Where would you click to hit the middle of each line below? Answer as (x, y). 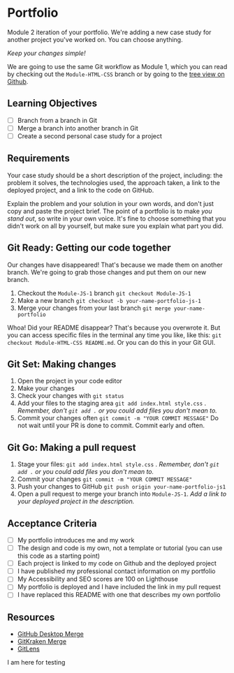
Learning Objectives (52, 104)
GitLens (28, 649)
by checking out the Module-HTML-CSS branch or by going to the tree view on (116, 74)
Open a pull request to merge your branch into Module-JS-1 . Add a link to (122, 494)
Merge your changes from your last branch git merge (94, 308)
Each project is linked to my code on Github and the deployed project (117, 563)
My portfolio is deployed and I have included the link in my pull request (119, 587)
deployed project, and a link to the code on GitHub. (81, 190)
